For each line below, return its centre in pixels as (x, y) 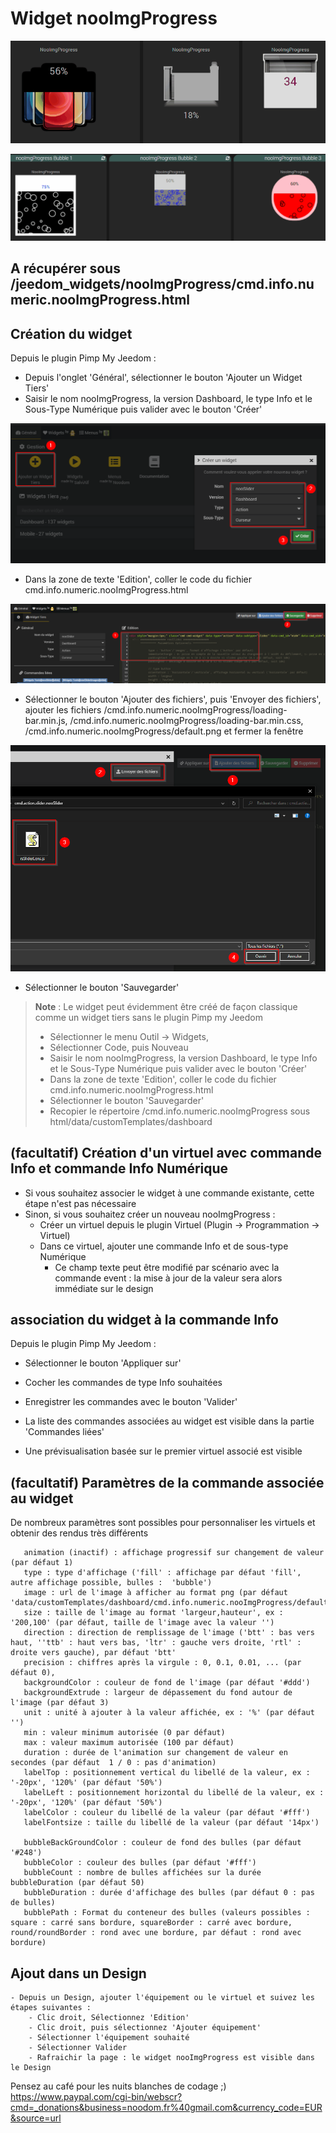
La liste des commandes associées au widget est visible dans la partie (169, 1421)
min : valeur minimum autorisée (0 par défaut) (124, 1733)
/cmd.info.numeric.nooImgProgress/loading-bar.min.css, (186, 721)
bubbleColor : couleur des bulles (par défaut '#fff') (140, 1863)
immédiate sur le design (104, 1288)
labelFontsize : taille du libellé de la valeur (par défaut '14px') (171, 1823)
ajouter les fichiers (63, 710)
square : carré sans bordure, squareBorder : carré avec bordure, (151, 1923)
